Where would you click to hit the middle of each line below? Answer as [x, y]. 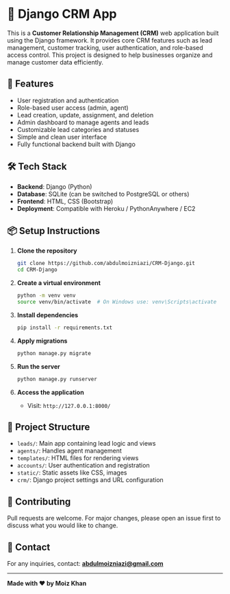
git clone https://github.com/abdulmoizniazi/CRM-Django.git [106, 264]
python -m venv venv [46, 296]
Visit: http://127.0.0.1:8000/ [69, 405]
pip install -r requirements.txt [65, 328]
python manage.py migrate [54, 353]
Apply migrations [42, 341]
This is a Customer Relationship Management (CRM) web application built [113, 33]
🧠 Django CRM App [62, 14]
